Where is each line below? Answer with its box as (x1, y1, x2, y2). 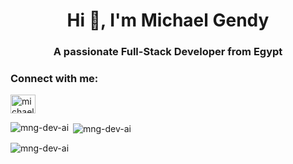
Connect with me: (10, 72, 99, 86)
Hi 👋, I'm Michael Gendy (66, 9, 270, 32)
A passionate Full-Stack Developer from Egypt (53, 45, 283, 59)
